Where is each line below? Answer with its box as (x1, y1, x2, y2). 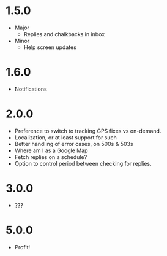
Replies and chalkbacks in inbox (23, 30, 105, 37)
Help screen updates (23, 44, 77, 51)
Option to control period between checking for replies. (14, 160, 152, 167)
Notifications (14, 85, 47, 93)
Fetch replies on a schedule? (14, 153, 87, 160)
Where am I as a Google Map (14, 147, 88, 154)
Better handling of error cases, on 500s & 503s (14, 140, 133, 147)
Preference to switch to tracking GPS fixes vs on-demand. (14, 127, 161, 134)
